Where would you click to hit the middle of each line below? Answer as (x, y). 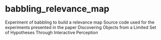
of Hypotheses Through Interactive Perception (52, 32)
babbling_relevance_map (57, 9)
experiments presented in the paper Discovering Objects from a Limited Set (81, 27)
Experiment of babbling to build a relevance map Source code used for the (80, 22)
